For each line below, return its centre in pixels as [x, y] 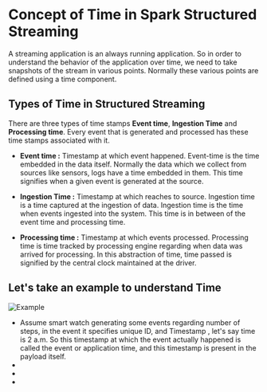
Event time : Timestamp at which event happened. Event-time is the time [139, 155]
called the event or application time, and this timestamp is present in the [138, 347]
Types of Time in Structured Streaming [107, 104]
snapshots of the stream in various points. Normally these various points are [133, 70]
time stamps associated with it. [59, 140]
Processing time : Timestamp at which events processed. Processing [134, 237]
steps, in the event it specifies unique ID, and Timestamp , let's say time [137, 331]
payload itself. [43, 356]
